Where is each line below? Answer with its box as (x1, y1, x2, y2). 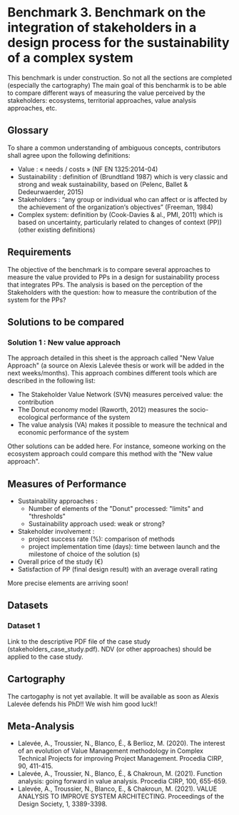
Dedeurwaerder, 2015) (17, 187, 84, 196)
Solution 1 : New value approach (7, 337, 121, 347)
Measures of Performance (7, 477, 127, 490)
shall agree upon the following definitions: (7, 151, 131, 159)
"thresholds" (28, 512, 66, 521)
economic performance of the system (17, 428, 129, 437)
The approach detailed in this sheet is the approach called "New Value (7, 354, 215, 363)
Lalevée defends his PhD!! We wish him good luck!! (7, 699, 158, 708)
